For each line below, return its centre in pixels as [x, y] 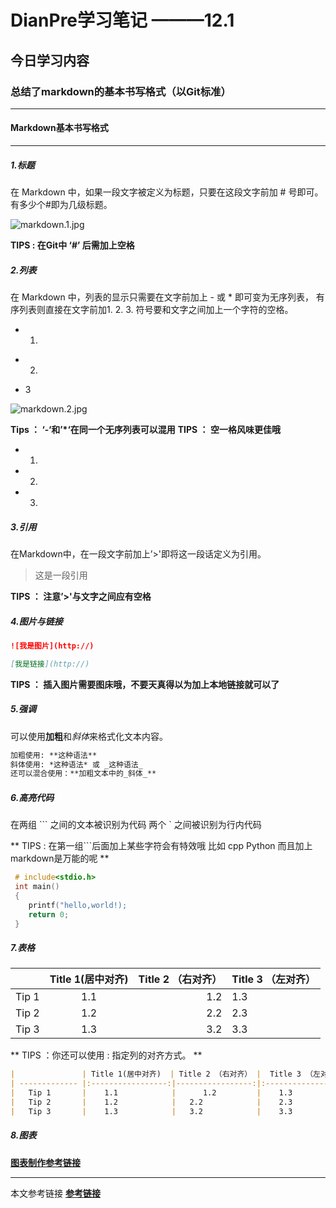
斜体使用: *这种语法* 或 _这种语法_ [76, 764]
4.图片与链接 [36, 621]
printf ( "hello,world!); [78, 905]
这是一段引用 [61, 575]
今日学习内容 [50, 60]
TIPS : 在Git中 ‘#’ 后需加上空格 [72, 245]
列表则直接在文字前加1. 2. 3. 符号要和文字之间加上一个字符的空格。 [156, 310]
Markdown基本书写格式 [59, 128]
